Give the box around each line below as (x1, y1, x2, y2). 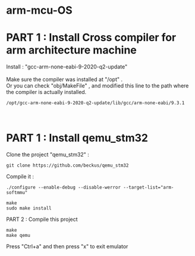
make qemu (6, 233, 31, 239)
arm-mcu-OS (6, 4, 73, 17)
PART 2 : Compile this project (6, 216, 78, 223)
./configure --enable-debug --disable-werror (6, 185, 121, 191)
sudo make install (6, 205, 52, 211)
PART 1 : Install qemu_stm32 (6, 132, 149, 145)
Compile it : (6, 173, 34, 180)
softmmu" (6, 190, 28, 196)
